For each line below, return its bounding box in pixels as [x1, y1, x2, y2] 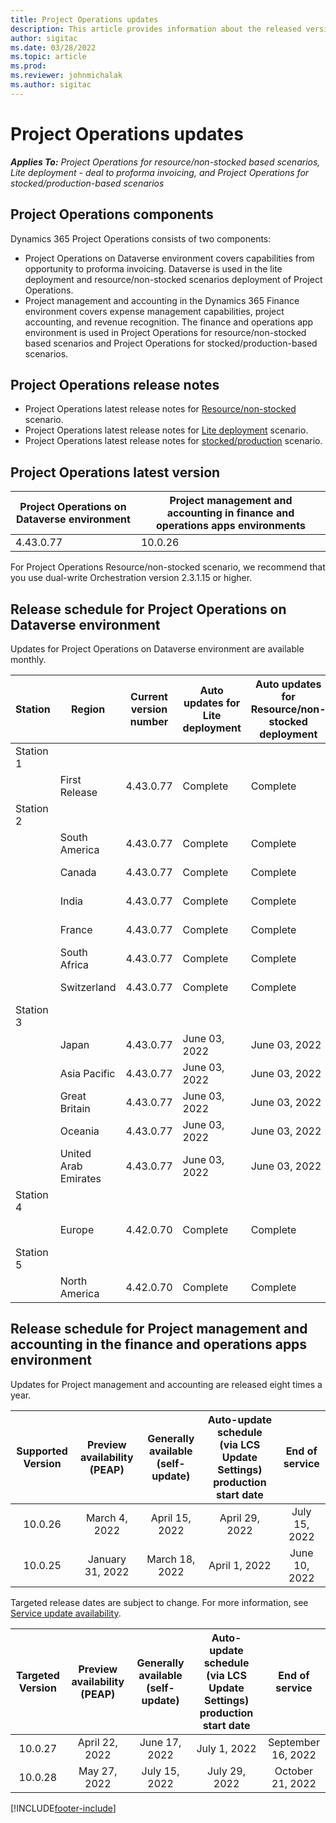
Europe [59, 1222, 95, 1236]
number [129, 714, 169, 728]
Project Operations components [10, 206, 214, 223]
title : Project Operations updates [10, 14, 159, 25]
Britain [59, 1101, 91, 1115]
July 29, [207, 1764, 246, 1778]
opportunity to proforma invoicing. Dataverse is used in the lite [24, 262, 283, 275]
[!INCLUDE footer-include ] [10, 1802, 117, 1814]
